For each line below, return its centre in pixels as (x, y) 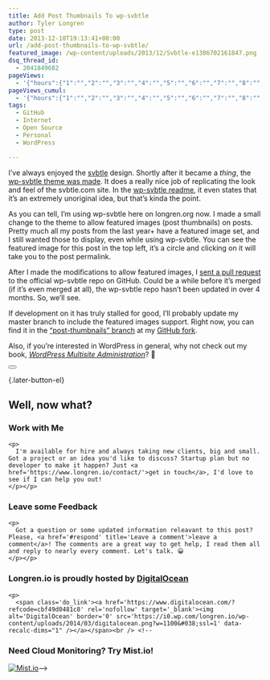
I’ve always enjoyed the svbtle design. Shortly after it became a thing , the (130, 173)
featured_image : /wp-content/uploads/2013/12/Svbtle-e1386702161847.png (133, 53)
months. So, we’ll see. (45, 297)
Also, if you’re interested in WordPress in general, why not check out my (128, 345)
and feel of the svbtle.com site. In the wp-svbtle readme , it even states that (133, 189)
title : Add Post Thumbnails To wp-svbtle (79, 16)
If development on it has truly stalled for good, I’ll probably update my (123, 313)
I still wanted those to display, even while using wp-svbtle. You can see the (132, 239)
